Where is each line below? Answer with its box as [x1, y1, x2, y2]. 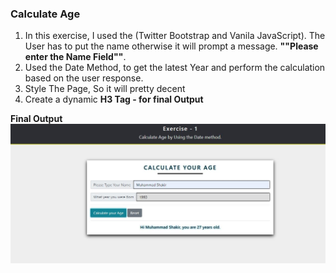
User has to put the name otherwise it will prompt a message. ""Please [24, 40, 319, 52]
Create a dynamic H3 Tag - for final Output [24, 93, 204, 106]
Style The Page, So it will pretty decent [24, 83, 186, 95]
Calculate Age [10, 7, 81, 21]
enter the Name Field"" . [24, 51, 127, 63]
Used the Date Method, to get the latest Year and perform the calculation [24, 62, 326, 74]
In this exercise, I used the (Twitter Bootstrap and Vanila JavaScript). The [24, 30, 326, 42]
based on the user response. [24, 72, 144, 84]
